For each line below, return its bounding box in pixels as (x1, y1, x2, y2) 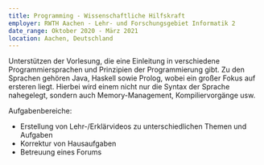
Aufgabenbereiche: (8, 106, 72, 116)
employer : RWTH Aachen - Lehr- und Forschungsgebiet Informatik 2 (8, 19, 236, 27)
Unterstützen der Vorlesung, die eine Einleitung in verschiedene (8, 56, 220, 66)
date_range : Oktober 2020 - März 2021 (8, 27, 138, 35)
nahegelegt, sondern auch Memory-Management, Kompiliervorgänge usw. (8, 90, 256, 101)
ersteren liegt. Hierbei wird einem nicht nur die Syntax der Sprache (8, 82, 230, 92)
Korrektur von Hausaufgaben (19, 138, 117, 149)
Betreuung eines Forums (19, 147, 102, 157)
